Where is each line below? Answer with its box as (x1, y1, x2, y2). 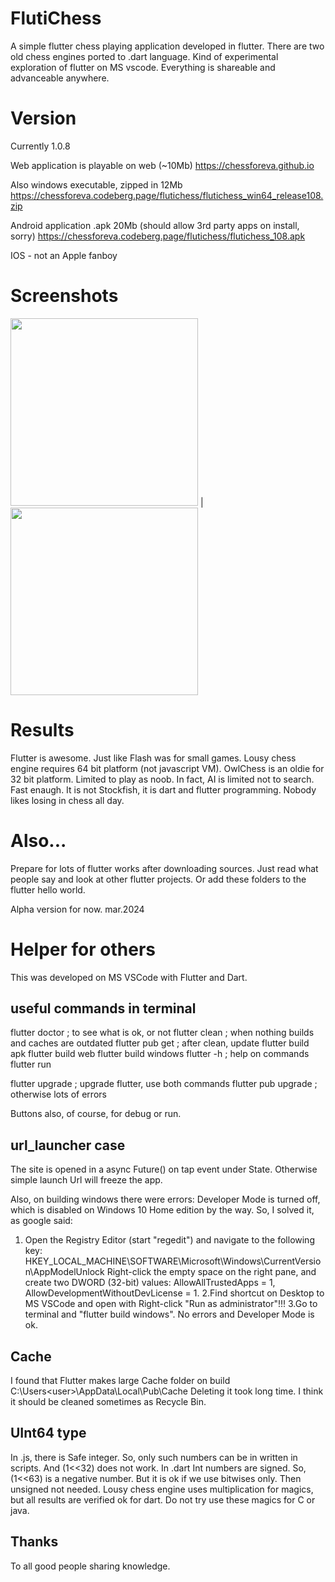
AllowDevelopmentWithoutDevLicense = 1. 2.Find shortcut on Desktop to (24, 1287, 325, 1299)
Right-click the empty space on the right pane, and (106, 1266, 317, 1278)
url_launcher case (10, 1137, 126, 1154)
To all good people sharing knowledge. (10, 1560, 171, 1572)
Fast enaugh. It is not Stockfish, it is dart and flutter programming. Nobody (10, 783, 317, 796)
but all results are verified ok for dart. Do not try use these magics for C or (10, 1493, 316, 1506)
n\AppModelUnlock (24, 1266, 105, 1278)
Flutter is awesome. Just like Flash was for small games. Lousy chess (10, 752, 297, 764)
